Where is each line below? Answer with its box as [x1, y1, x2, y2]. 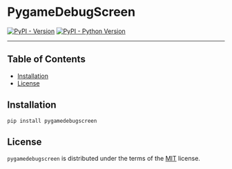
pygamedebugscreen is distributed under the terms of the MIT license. [7, 155, 200, 163]
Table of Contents [7, 53, 86, 66]
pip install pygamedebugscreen [7, 117, 97, 124]
